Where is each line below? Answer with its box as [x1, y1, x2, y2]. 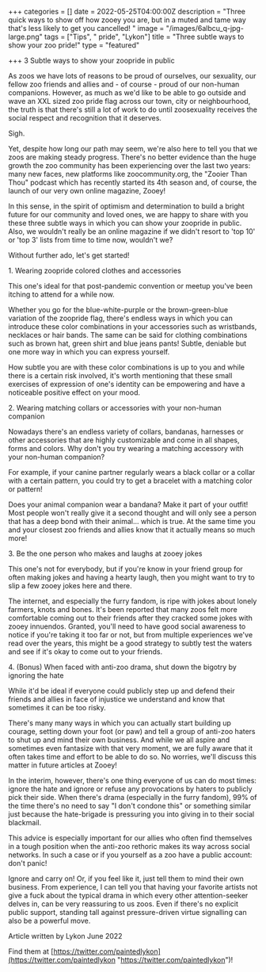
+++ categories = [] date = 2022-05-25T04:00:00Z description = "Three [8, 7, 246, 16]
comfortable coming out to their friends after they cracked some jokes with [8, 614, 253, 622]
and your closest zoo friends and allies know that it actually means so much [8, 525, 256, 534]
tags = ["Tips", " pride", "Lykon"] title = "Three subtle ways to [44, 32, 245, 41]
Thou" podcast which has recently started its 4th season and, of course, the [8, 178, 257, 187]
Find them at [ [8, 947, 54, 956]
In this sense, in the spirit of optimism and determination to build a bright [8, 201, 245, 211]
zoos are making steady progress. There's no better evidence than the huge [8, 152, 256, 162]
